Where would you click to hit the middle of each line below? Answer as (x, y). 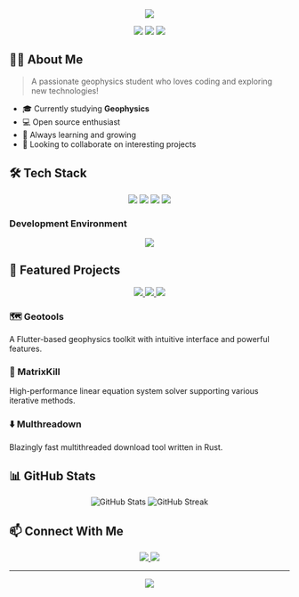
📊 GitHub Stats (53, 476)
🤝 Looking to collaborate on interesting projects (109, 144)
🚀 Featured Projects (65, 270)
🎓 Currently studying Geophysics (85, 108)
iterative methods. (42, 401)
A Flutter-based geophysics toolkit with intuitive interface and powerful (139, 339)
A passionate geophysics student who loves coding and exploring (152, 81)
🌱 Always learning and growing (79, 135)
